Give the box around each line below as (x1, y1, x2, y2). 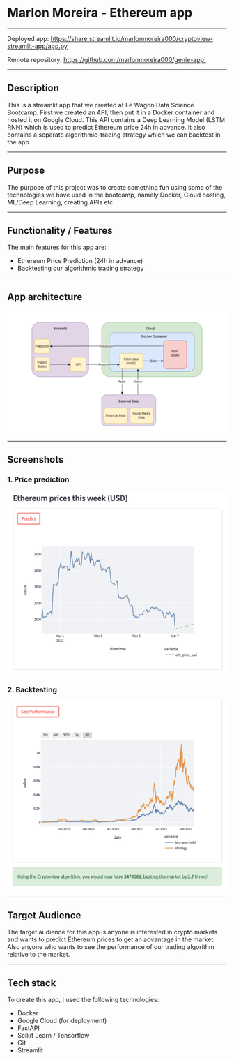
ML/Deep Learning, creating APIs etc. (7, 197, 115, 207)
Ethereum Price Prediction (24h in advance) (17, 257, 143, 265)
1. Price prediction (7, 475, 70, 484)
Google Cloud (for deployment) (17, 1017, 107, 1025)
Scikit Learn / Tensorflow (17, 1031, 90, 1040)
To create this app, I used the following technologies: (7, 996, 159, 1004)
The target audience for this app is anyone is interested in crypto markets (7, 928, 218, 936)
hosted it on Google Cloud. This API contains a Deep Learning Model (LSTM (7, 115, 225, 124)
